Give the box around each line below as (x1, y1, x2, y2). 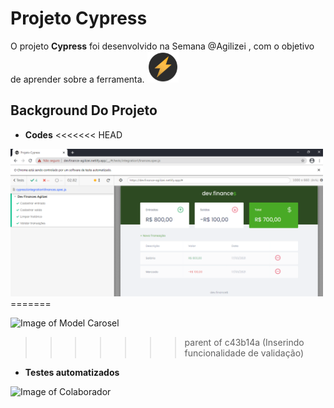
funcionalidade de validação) (184, 347, 304, 359)
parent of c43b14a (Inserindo (184, 337, 305, 349)
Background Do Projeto (10, 102, 158, 119)
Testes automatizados (24, 367, 120, 379)
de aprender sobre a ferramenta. (10, 73, 145, 85)
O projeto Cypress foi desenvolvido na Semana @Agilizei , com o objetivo (10, 40, 315, 52)
